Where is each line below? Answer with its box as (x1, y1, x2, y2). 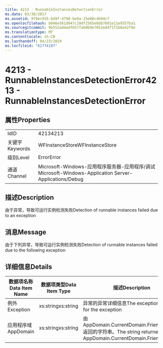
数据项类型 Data (41, 281, 77, 288)
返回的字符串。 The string (83, 329, 141, 335)
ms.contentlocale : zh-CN (5, 35, 55, 39)
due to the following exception (5, 247, 65, 253)
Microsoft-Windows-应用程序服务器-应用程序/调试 (38, 163, 156, 170)
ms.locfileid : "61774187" (5, 43, 57, 48)
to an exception (5, 213, 36, 219)
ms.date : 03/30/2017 (5, 12, 47, 17)
